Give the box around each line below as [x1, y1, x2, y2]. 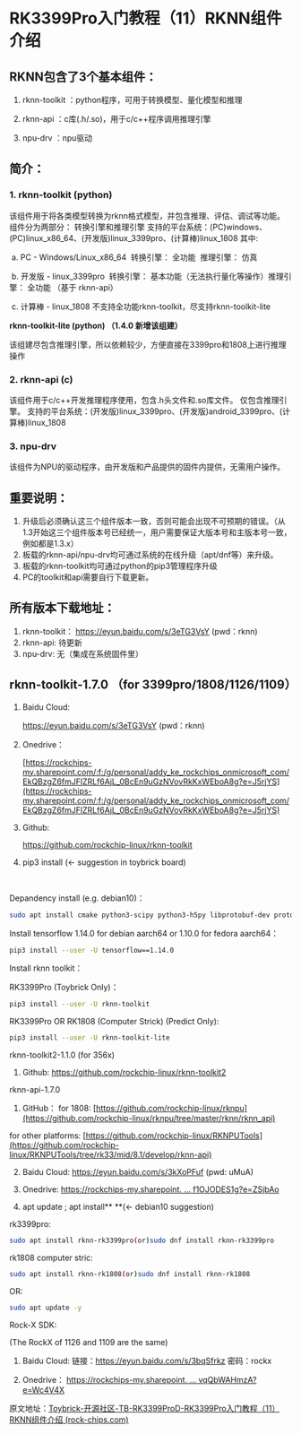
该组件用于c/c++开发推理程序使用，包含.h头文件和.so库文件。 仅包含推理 [9, 394, 279, 405]
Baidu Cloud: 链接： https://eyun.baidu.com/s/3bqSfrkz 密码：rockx [21, 1355, 272, 1366]
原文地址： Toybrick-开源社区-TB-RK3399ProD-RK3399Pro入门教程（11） [9, 1403, 280, 1413]
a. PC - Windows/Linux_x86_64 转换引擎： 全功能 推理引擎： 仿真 [11, 252, 258, 263]
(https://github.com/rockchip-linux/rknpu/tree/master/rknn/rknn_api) [21, 1113, 276, 1124]
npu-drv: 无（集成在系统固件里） [21, 648, 143, 659]
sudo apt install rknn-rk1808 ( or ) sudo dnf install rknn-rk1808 [9, 1270, 251, 1279]
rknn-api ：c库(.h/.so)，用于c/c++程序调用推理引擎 [21, 114, 212, 124]
